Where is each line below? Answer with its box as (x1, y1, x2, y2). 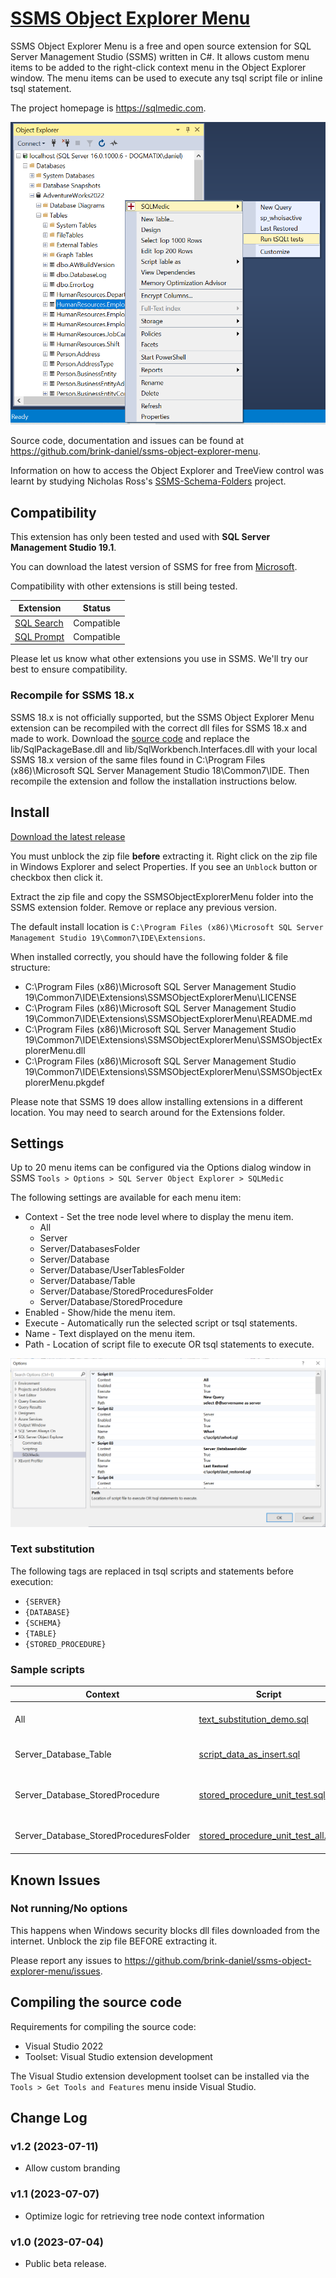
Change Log (10, 2110, 88, 2127)
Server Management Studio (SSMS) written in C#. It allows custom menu (10, 50, 310, 62)
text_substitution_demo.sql (198, 1713, 309, 1725)
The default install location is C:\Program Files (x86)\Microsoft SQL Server (10, 920, 324, 932)
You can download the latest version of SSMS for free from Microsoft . (10, 560, 298, 572)
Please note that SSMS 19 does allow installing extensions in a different (10, 1095, 303, 1107)
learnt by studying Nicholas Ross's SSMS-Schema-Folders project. (10, 475, 287, 487)
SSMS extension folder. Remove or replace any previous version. (10, 901, 277, 913)
